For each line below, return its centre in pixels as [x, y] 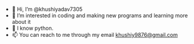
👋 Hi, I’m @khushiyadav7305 [47, 9]
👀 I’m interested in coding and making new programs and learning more [100, 15]
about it [21, 22]
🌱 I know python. [33, 28]
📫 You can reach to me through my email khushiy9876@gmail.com [95, 35]
